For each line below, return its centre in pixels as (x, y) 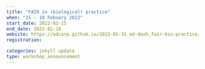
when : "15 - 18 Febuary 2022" (45, 18)
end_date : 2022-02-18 (34, 29)
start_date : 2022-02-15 (37, 23)
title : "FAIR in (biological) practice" (59, 12)
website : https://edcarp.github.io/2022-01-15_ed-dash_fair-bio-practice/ (103, 34)
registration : (24, 40)
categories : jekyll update (41, 51)
